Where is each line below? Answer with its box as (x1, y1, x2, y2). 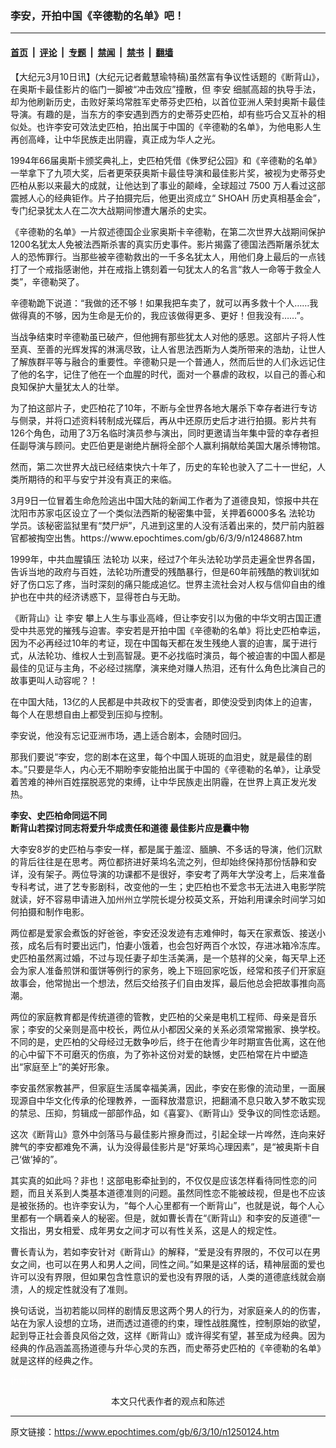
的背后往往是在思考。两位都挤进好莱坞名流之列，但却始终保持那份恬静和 (10, 855, 308, 867)
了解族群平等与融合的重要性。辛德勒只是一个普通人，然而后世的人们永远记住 (10, 355, 326, 367)
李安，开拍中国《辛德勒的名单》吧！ (10, 8, 185, 22)
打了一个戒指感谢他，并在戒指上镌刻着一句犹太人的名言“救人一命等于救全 (10, 263, 313, 275)
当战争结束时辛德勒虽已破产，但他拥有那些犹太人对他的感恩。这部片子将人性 (10, 330, 326, 342)
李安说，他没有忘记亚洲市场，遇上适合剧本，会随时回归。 (10, 729, 247, 741)
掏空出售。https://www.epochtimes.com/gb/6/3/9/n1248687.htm (36, 532, 303, 544)
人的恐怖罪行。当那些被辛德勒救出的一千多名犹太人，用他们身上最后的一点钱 (10, 250, 326, 262)
